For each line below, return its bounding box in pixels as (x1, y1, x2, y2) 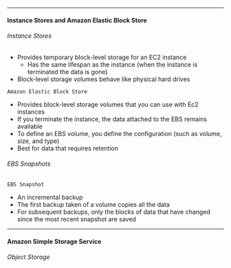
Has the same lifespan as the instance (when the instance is (27, 60, 198, 69)
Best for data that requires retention (16, 144, 119, 152)
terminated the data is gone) (27, 67, 108, 76)
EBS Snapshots (7, 159, 51, 168)
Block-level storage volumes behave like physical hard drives (16, 75, 190, 83)
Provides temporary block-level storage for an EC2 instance (16, 53, 187, 61)
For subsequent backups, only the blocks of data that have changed (16, 208, 211, 216)
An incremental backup (16, 193, 84, 201)
